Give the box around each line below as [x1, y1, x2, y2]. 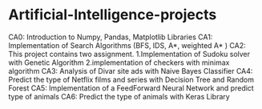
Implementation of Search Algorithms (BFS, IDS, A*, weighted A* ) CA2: [8, 40, 246, 50]
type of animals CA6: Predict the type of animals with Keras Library [8, 91, 230, 101]
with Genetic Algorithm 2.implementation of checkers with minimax [8, 58, 230, 67]
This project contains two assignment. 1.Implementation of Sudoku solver [8, 49, 251, 59]
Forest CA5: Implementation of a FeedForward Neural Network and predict [8, 83, 254, 93]
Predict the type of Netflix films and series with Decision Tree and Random [8, 75, 255, 84]
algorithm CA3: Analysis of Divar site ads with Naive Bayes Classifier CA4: [8, 66, 253, 75]
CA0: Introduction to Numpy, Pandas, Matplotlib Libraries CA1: [8, 32, 213, 42]
